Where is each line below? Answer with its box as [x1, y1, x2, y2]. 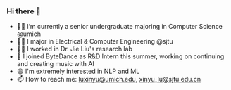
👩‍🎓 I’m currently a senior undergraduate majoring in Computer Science [16, 22, 223, 31]
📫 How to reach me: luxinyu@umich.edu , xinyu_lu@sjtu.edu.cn [16, 75, 201, 84]
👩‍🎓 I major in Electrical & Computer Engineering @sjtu [16, 37, 173, 46]
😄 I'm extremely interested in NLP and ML [16, 67, 140, 76]
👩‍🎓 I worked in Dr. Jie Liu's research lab [16, 45, 133, 53]
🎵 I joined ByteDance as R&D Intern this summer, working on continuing [16, 52, 225, 60]
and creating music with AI [16, 60, 94, 68]
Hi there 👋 [6, 6, 42, 16]
